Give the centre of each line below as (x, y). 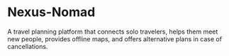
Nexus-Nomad (51, 12)
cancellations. (28, 46)
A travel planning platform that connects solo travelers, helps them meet (113, 31)
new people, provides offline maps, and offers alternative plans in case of (114, 38)
